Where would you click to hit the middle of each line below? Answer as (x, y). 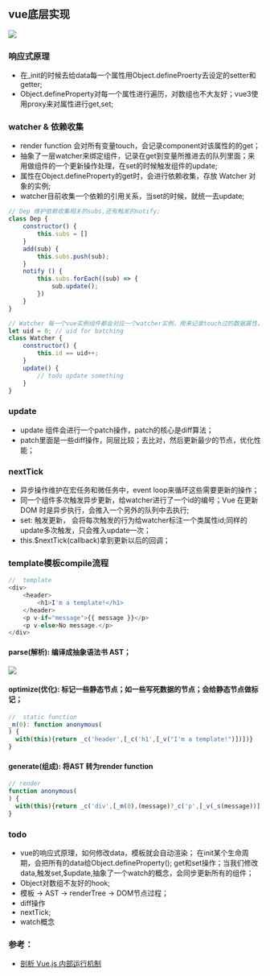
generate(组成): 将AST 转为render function (81, 766)
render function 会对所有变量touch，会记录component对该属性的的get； (140, 146)
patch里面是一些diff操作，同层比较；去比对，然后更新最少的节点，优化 (137, 440)
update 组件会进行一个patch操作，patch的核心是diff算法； (117, 430)
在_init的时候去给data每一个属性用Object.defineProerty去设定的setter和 (138, 76)
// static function (43, 717)
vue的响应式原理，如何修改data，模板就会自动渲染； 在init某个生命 (131, 853)
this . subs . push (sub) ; (74, 256)
